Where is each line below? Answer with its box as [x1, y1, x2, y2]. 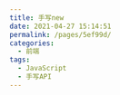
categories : [9, 38, 55, 48]
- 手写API [17, 72, 52, 81]
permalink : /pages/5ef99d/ [9, 30, 112, 39]
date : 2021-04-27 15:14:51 [9, 22, 112, 31]
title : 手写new [9, 13, 65, 23]
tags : [9, 55, 30, 64]
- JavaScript [17, 64, 67, 73]
